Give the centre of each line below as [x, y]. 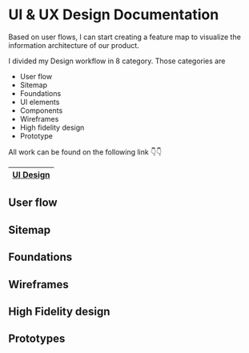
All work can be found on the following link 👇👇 [85, 152]
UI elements [40, 102]
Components [41, 110]
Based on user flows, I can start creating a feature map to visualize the [125, 37]
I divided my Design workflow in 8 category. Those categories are [117, 61]
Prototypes [37, 339]
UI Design [31, 174]
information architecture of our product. [74, 45]
